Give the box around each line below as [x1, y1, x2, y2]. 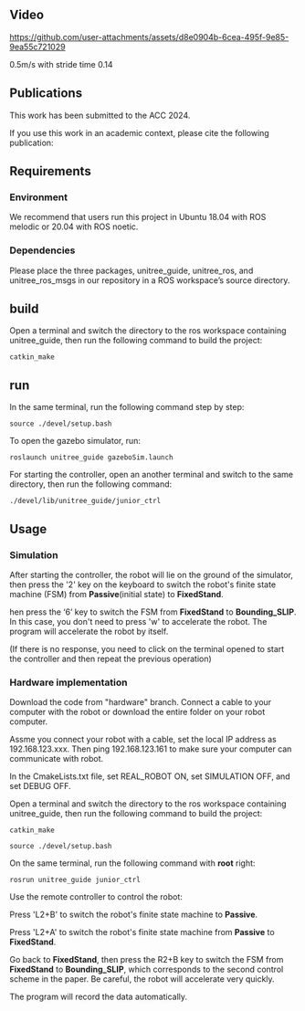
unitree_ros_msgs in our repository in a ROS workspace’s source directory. [9, 274, 290, 286]
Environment [9, 191, 68, 204]
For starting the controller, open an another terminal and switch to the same [9, 469, 294, 480]
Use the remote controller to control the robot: [9, 891, 183, 902]
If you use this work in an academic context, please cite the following [9, 127, 269, 138]
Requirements [9, 163, 91, 179]
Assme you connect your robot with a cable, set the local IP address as [9, 734, 277, 745]
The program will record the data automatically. [9, 991, 188, 1003]
